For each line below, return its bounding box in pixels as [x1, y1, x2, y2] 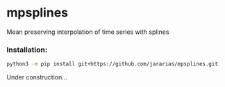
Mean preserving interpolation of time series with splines [6, 28, 169, 36]
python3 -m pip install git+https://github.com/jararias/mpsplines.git [6, 61, 218, 68]
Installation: [6, 45, 48, 55]
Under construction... [6, 73, 67, 81]
